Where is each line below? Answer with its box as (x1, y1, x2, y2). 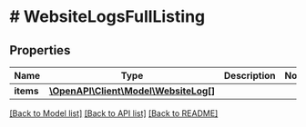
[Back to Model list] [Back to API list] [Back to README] (9, 108, 219, 119)
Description (223, 70, 276, 82)
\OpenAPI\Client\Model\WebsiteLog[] (48, 84, 216, 97)
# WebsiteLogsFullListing (9, 6, 206, 27)
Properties (9, 43, 71, 58)
